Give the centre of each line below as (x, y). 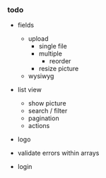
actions (39, 126)
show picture (47, 103)
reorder (60, 61)
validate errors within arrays (58, 153)
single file (53, 46)
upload (38, 39)
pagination (43, 118)
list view (30, 90)
